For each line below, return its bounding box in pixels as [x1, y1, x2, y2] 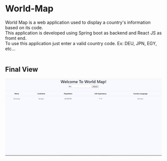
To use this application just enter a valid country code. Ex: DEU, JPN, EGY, [5, 40, 157, 46]
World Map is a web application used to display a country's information [5, 19, 151, 25]
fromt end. [5, 35, 27, 41]
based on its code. [5, 24, 43, 30]
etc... [5, 46, 16, 52]
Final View [5, 65, 38, 74]
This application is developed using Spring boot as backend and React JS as [5, 30, 162, 36]
